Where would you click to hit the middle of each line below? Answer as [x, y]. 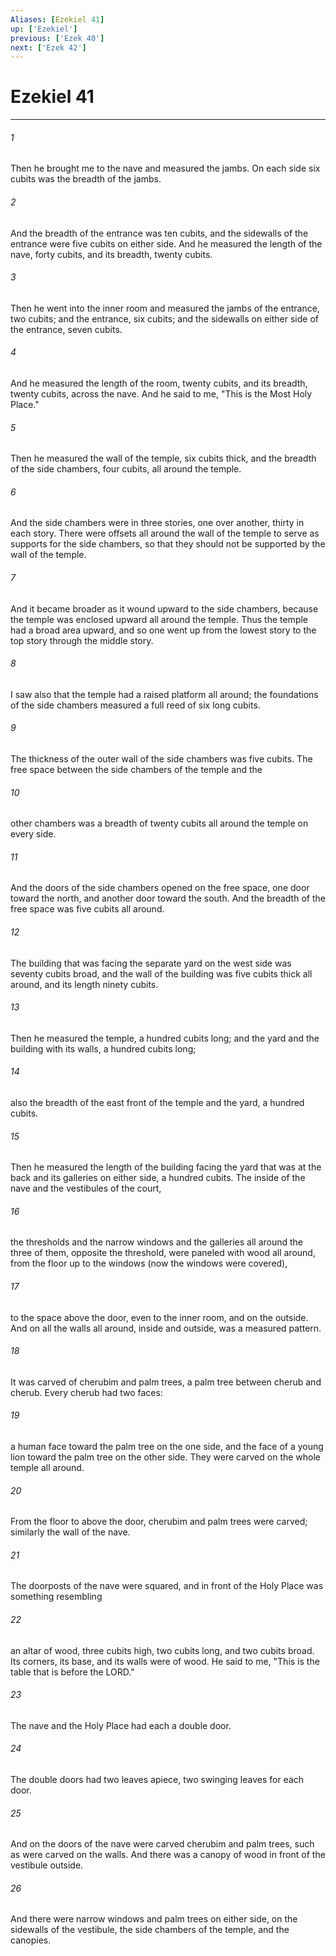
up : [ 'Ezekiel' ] [44, 29]
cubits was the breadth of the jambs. [86, 179]
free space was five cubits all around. [87, 909]
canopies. [31, 1940]
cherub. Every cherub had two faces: [86, 1392]
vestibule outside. [47, 1865]
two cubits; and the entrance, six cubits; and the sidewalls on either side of [165, 318]
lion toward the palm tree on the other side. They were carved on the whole [166, 1457]
